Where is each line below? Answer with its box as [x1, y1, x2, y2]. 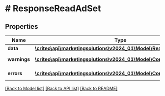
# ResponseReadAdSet [5, 3, 101, 14]
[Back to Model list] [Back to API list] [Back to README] [5, 86, 118, 91]
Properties [5, 22, 38, 31]
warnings [7, 56, 30, 62]
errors [7, 70, 23, 77]
